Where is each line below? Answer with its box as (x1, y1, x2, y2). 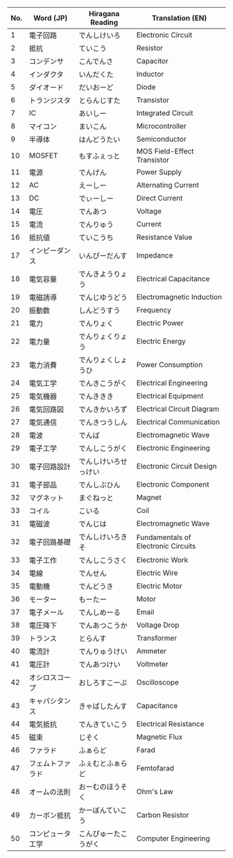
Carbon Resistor (136, 810, 189, 820)
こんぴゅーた (78, 829, 121, 839)
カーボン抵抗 (28, 811, 71, 820)
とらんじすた (78, 96, 121, 105)
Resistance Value (136, 233, 193, 242)
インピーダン (28, 246, 71, 255)
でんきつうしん (78, 418, 128, 427)
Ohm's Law (136, 787, 173, 796)
